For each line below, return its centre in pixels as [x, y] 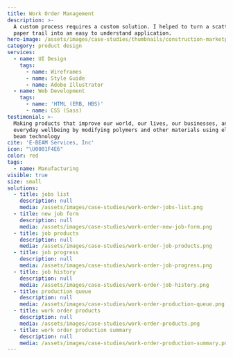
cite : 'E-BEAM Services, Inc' [51, 143]
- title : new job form [46, 214]
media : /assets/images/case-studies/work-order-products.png [110, 324]
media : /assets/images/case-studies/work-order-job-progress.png [116, 265]
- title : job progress [46, 253]
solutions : [23, 188]
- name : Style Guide [55, 78]
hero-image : [24, 40]
